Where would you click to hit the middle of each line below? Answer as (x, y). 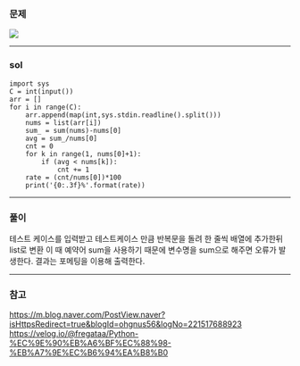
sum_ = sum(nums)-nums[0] (74, 130)
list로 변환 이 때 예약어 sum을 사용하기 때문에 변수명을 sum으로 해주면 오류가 (143, 250)
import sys (29, 83)
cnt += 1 (73, 170)
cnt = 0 (39, 146)
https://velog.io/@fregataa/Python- (74, 334)
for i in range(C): (46, 107)
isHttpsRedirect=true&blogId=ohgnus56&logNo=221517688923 (126, 324)
